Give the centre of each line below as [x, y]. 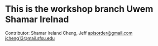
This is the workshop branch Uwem [79, 9]
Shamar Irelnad [37, 19]
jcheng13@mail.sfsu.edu [30, 38]
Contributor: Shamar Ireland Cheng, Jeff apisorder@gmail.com [69, 33]
